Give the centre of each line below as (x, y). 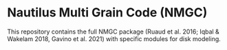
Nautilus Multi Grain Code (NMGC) (107, 13)
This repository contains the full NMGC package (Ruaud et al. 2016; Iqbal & (113, 32)
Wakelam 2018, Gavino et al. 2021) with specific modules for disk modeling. (114, 38)
